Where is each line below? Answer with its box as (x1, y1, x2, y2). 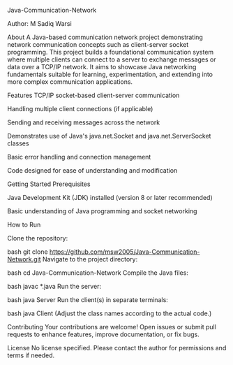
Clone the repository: (7, 234, 68, 242)
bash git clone (7, 248, 48, 256)
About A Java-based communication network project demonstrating (7, 33, 204, 41)
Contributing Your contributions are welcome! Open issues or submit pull (7, 323, 216, 331)
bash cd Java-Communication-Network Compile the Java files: (7, 269, 188, 277)
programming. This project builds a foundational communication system (7, 48, 214, 56)
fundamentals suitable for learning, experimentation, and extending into (7, 70, 213, 78)
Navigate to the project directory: (42, 255, 138, 263)
